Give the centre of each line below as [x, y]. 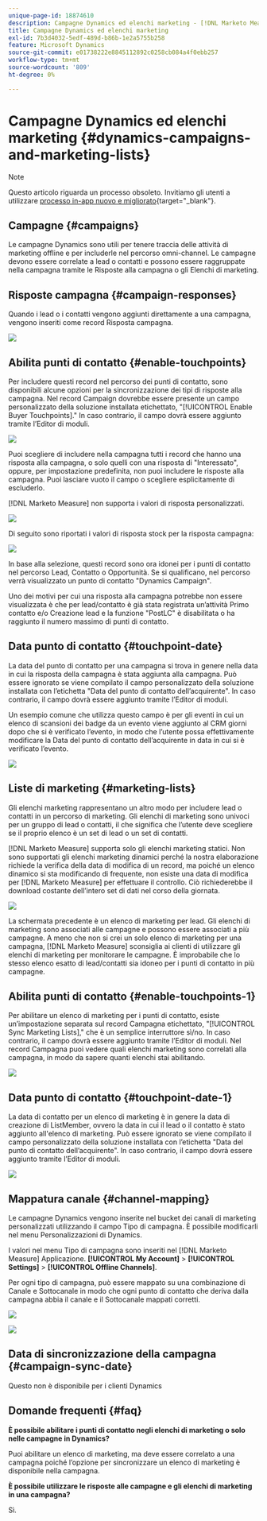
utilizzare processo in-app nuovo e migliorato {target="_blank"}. [112, 200]
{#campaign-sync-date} [70, 1366]
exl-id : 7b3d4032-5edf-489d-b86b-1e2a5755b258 [87, 38]
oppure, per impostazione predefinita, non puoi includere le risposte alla [126, 471]
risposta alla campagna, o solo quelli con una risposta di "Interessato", [123, 462]
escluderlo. [27, 488]
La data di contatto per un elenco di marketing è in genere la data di [119, 1117]
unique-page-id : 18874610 [51, 15]
